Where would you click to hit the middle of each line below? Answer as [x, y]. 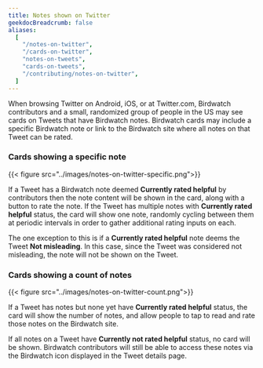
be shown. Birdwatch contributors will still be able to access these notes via [131, 348]
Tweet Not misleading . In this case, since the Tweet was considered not [125, 246]
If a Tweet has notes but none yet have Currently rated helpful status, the [128, 308]
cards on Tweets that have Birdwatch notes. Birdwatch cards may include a [130, 120]
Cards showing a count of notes [70, 275]
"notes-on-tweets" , [54, 60]
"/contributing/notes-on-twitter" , [80, 74]
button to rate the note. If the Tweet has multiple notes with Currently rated [130, 206]
